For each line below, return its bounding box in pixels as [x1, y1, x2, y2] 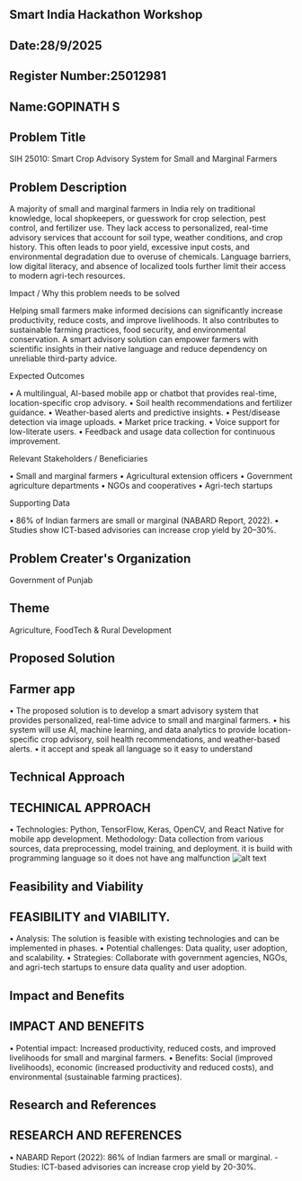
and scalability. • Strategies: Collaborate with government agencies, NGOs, [9, 952, 288, 963]
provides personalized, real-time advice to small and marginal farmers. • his [9, 715, 290, 726]
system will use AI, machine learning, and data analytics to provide [9, 725, 256, 735]
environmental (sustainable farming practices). [9, 1071, 182, 1082]
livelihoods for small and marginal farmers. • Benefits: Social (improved [9, 1052, 273, 1063]
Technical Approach [9, 770, 126, 785]
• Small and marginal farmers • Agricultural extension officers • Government [9, 471, 293, 482]
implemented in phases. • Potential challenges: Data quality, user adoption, [9, 942, 288, 953]
